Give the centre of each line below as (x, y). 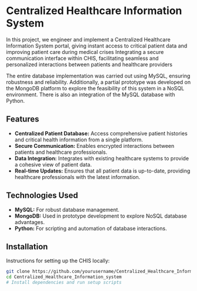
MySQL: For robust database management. (67, 209)
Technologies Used (42, 196)
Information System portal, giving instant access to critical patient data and (97, 46)
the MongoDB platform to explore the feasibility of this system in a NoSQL (95, 88)
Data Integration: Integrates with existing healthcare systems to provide (102, 158)
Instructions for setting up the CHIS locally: (58, 261)
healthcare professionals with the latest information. (77, 177)
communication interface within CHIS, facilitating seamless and (82, 58)
